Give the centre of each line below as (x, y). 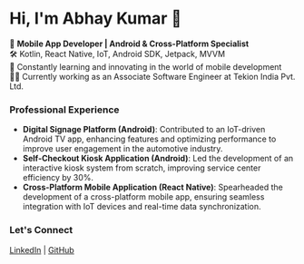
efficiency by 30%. (58, 178)
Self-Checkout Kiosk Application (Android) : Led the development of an (158, 159)
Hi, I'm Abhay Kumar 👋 (96, 19)
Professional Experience (64, 110)
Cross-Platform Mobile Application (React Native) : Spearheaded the (152, 187)
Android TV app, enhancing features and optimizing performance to (149, 139)
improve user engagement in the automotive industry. (123, 149)
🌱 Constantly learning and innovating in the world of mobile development (146, 66)
